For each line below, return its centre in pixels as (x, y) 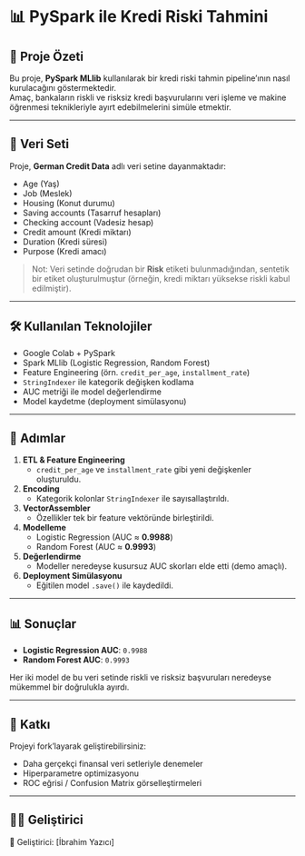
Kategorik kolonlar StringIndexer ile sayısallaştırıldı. (133, 499)
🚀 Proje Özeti (47, 56)
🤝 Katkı (30, 724)
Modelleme (44, 528)
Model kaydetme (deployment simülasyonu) (104, 401)
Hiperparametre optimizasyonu (80, 773)
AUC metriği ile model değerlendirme (92, 392)
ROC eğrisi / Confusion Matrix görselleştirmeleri (112, 783)
